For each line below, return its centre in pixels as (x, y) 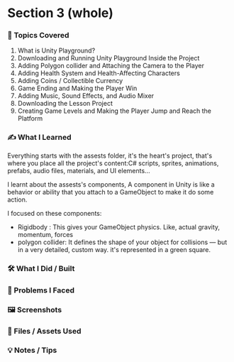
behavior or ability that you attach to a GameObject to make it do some (111, 192)
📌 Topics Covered (38, 35)
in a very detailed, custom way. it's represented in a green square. (114, 249)
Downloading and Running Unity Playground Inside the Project (108, 58)
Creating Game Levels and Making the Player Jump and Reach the (114, 111)
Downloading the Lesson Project (65, 104)
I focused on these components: (55, 213)
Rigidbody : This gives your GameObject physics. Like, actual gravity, (119, 227)
